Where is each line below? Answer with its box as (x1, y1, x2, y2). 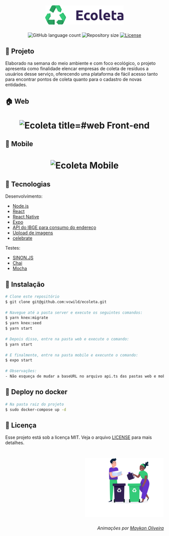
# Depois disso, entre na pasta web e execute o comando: (5, 336, 129, 341)
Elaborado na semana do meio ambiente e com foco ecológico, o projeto (5, 61, 156, 67)
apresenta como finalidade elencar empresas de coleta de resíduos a (5, 66, 149, 72)
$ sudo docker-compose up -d (5, 407, 66, 412)
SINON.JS (12, 255, 34, 261)
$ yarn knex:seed (5, 321, 42, 326)
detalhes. (5, 440, 25, 446)
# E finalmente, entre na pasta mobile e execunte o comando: (5, 352, 138, 358)
